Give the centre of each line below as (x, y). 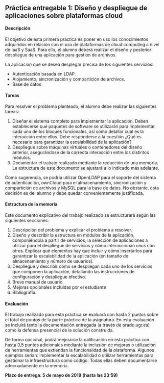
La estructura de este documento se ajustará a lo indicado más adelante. (85, 168)
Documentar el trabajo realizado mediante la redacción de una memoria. (85, 163)
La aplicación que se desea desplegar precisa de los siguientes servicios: (79, 64)
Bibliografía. (24, 292)
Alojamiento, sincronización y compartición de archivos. (69, 79)
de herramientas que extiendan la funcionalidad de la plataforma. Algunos (80, 350)
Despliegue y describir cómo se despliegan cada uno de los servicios (82, 266)
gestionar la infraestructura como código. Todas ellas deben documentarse (81, 360)
